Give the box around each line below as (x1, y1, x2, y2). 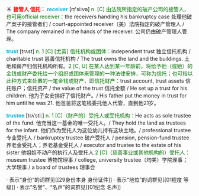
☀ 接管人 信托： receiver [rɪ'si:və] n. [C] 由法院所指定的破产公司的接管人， (6, 6, 190, 12)
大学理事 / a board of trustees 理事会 (6, 164, 96, 171)
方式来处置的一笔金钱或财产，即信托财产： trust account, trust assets (16, 77, 185, 84)
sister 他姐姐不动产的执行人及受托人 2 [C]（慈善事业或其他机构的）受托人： (6, 149, 191, 156)
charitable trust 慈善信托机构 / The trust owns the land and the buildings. (6, 55, 184, 62)
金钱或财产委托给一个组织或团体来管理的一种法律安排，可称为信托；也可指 (6, 70, 188, 77)
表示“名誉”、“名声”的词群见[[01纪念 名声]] (20, 184, 121, 191)
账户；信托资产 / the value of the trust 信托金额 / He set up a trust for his (11, 85, 188, 92)
